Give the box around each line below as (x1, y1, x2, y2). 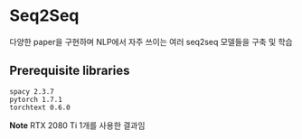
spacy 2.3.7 (9, 87, 54, 96)
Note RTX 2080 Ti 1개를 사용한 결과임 (9, 119, 146, 131)
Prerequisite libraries (9, 63, 130, 79)
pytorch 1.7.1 (9, 95, 63, 104)
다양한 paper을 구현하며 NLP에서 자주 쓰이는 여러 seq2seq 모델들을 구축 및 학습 (9, 36, 293, 47)
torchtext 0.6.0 (9, 103, 71, 112)
